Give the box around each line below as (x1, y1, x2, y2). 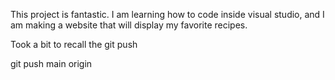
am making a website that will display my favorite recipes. (10, 19, 248, 31)
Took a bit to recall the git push (10, 39, 138, 50)
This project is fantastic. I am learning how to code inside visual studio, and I (10, 9, 325, 20)
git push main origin (10, 58, 93, 69)
